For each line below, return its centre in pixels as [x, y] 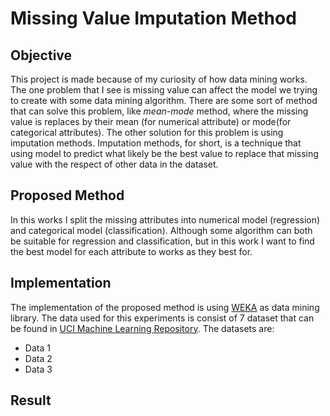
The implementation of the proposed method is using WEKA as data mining [165, 307]
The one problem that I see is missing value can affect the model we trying [164, 90]
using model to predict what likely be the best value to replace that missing [164, 153]
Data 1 [37, 348]
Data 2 [38, 358]
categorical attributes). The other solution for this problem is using [147, 132]
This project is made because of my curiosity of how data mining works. [159, 79]
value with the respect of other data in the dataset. [114, 164]
